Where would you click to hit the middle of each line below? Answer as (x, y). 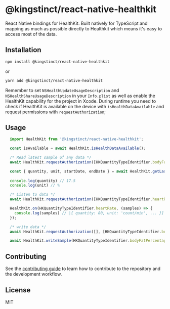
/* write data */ (28, 227)
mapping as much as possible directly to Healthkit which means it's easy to (84, 28)
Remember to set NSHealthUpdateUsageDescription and (62, 90)
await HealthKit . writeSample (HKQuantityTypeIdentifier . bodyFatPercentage (89, 241)
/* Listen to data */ (33, 195)
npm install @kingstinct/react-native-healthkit (57, 62)
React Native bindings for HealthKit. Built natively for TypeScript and (76, 23)
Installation (23, 50)
